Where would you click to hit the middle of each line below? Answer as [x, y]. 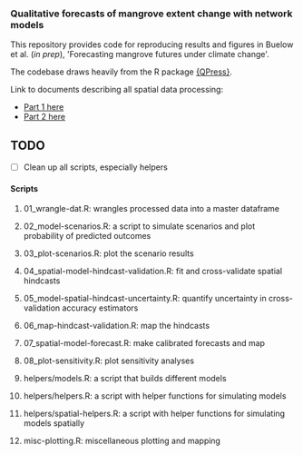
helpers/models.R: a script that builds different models [125, 379]
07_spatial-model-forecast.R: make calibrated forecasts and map [144, 343]
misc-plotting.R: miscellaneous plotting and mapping [122, 441]
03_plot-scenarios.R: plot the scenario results [108, 253]
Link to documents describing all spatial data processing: [117, 90]
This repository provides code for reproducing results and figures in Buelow [152, 45]
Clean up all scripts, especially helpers [96, 167]
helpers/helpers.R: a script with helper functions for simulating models [155, 396]
